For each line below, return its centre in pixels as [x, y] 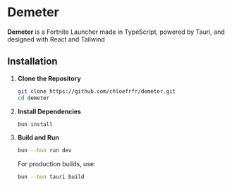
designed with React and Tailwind [56, 39]
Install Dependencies [49, 111]
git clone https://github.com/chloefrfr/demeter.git [97, 91]
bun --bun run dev [44, 151]
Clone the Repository [49, 78]
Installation [32, 62]
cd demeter [33, 98]
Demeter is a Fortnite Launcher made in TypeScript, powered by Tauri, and [116, 32]
